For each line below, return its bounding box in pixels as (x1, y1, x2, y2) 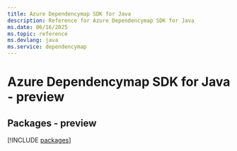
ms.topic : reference (7, 30, 69, 38)
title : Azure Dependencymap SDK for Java (7, 10, 132, 18)
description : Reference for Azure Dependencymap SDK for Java (7, 17, 195, 24)
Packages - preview (7, 117, 97, 129)
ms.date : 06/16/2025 (7, 23, 69, 30)
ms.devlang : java (7, 37, 59, 44)
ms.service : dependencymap (7, 43, 87, 50)
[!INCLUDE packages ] (7, 136, 71, 144)
